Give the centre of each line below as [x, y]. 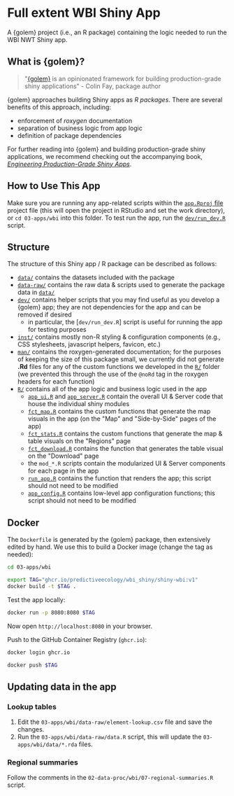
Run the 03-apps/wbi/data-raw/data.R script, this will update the [109, 737]
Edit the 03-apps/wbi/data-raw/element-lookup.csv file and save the [115, 722]
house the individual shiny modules [79, 404]
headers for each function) [56, 382]
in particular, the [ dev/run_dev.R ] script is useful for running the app [125, 322]
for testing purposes [57, 330]
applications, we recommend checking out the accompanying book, [105, 156]
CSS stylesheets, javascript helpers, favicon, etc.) [89, 344]
